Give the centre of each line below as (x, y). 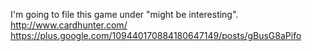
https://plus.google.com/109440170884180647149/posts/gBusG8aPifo (156, 35)
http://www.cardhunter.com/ (69, 25)
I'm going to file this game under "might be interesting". (124, 14)
